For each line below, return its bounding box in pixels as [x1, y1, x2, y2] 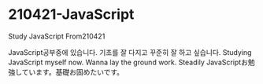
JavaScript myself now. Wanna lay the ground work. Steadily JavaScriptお [8, 57, 248, 67]
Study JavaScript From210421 [8, 31, 106, 41]
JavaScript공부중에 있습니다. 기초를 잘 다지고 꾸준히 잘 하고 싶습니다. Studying [8, 47, 252, 57]
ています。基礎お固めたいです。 [21, 67, 124, 76]
